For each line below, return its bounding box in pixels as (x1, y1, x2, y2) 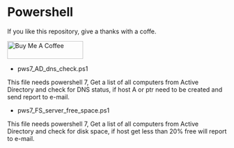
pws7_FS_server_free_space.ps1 (17, 106, 110, 115)
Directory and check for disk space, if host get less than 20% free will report (7, 126, 227, 135)
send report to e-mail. (7, 92, 70, 101)
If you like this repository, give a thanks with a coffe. (7, 27, 157, 35)
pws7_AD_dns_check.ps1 (17, 64, 88, 73)
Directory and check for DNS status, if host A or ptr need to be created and (7, 85, 223, 94)
